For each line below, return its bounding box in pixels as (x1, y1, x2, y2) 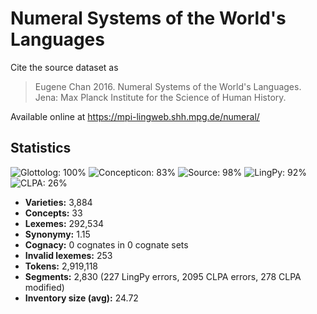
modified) (24, 281, 65, 293)
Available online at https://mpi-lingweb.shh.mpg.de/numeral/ (10, 110, 260, 122)
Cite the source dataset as (10, 61, 119, 73)
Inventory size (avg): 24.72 (24, 292, 139, 304)
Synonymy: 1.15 (24, 228, 91, 240)
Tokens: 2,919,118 (24, 260, 99, 272)
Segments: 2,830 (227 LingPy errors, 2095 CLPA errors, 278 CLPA (24, 270, 302, 282)
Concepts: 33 (24, 207, 83, 219)
